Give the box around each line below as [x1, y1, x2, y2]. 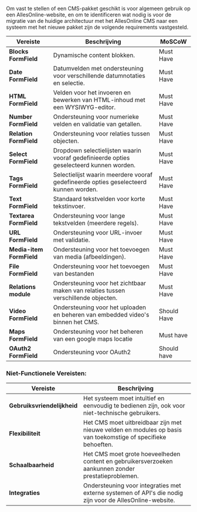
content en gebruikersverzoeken [83, 457, 173, 466]
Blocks [9, 48, 29, 55]
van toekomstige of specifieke [83, 433, 167, 442]
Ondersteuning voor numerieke [53, 113, 140, 121]
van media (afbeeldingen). [53, 253, 126, 260]
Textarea [9, 212, 35, 219]
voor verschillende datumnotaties [53, 72, 145, 80]
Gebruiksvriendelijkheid [9, 402, 78, 410]
